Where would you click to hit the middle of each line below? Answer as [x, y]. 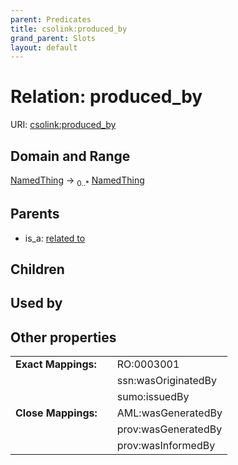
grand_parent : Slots [53, 38]
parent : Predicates [51, 19]
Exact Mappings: [56, 364]
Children [37, 269]
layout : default [44, 47]
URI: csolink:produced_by [63, 125]
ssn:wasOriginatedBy [167, 381]
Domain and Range [70, 156]
